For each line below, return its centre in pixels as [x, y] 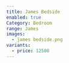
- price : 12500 [31, 51]
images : [16, 34]
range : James [22, 28]
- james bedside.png [37, 40]
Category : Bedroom [29, 23]
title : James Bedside [33, 12]
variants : [19, 46]
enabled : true [24, 17]
